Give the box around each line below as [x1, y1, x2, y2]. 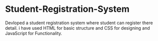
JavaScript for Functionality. [5, 30, 63, 36]
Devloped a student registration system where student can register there [5, 20, 153, 26]
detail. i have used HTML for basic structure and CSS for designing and [5, 25, 150, 31]
